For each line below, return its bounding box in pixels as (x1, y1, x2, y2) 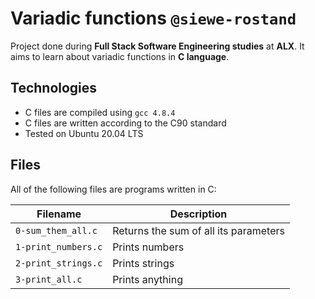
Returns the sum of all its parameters (112, 223, 285, 237)
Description (169, 207, 228, 221)
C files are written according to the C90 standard (24, 117, 227, 129)
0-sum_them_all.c (15, 225, 98, 236)
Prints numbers (112, 240, 185, 254)
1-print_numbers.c (15, 241, 103, 252)
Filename (36, 207, 82, 221)
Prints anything (112, 272, 183, 286)
